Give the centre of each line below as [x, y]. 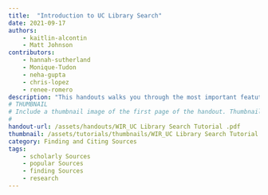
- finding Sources [53, 171]
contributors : [32, 53]
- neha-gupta [44, 75]
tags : [17, 149]
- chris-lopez [46, 82]
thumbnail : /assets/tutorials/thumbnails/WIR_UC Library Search [117, 134]
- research [41, 179]
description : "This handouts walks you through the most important [123, 97]
